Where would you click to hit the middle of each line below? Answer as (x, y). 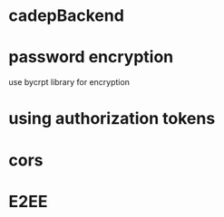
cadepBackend (66, 16)
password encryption (91, 57)
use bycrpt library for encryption (69, 82)
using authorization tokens (112, 119)
